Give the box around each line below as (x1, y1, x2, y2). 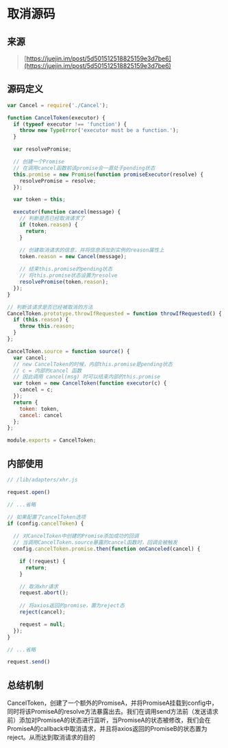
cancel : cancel (19, 411, 63, 419)
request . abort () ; (19, 589, 69, 596)
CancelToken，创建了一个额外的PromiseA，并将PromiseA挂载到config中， (7, 699, 218, 707)
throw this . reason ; (19, 323, 75, 330)
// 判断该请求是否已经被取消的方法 (7, 304, 93, 310)
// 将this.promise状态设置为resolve (19, 272, 118, 279)
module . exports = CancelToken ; (7, 437, 97, 444)
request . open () (7, 488, 51, 495)
